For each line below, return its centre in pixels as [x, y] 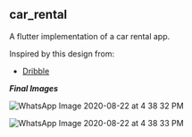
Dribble [36, 71]
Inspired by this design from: [62, 54]
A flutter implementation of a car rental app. [90, 36]
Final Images [34, 88]
